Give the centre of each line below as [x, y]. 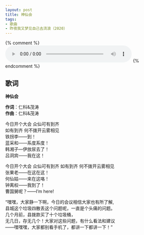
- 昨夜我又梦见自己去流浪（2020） [36, 29]
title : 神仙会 [19, 15]
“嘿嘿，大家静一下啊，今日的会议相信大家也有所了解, [60, 202]
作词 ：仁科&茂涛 [22, 107]
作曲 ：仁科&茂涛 [22, 113]
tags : [11, 19]
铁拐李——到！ [21, 136]
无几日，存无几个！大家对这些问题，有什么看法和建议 [60, 221]
